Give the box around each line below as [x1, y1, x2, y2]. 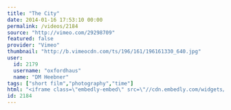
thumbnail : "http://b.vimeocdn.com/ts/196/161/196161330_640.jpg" [7, 49, 201, 55]
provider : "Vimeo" [7, 42, 60, 49]
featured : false [7, 36, 54, 42]
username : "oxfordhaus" [13, 67, 81, 74]
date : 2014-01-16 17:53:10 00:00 [7, 16, 103, 23]
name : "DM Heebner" [13, 73, 69, 81]
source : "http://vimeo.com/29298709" [7, 29, 115, 36]
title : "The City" [7, 10, 60, 17]
